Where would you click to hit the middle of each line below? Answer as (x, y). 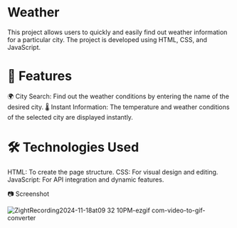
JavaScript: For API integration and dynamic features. (86, 180)
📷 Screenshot (28, 194)
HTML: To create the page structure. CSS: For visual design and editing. (113, 172)
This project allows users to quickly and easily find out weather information (117, 32)
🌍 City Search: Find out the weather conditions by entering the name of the (118, 96)
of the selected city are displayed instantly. (70, 117)
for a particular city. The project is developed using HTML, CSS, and (107, 39)
